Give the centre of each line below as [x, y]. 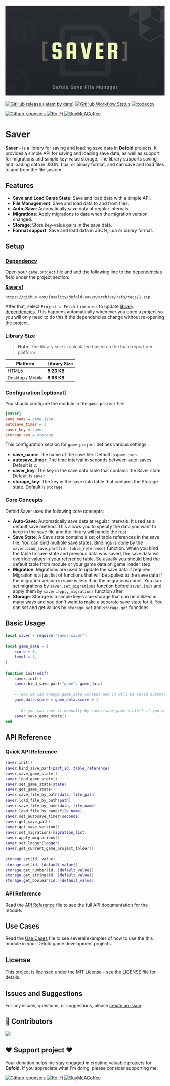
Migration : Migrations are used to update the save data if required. [82, 569]
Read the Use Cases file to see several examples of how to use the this [79, 938]
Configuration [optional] [36, 393]
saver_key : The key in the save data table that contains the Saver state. [87, 471]
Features [19, 186]
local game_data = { [27, 646]
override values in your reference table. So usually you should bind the [86, 559]
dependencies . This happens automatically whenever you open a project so [84, 312]
